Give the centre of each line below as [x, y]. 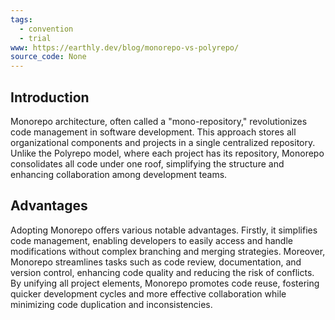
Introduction [50, 97]
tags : [21, 19]
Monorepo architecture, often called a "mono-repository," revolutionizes [159, 121]
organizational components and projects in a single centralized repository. [163, 142]
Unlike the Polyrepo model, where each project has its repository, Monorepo [167, 153]
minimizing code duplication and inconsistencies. [111, 304]
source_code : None [48, 57]
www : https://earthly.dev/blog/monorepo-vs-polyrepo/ [125, 47]
